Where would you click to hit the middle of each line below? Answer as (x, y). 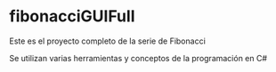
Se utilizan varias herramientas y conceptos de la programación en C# (138, 58)
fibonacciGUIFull (72, 16)
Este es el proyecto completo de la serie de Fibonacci (108, 41)
